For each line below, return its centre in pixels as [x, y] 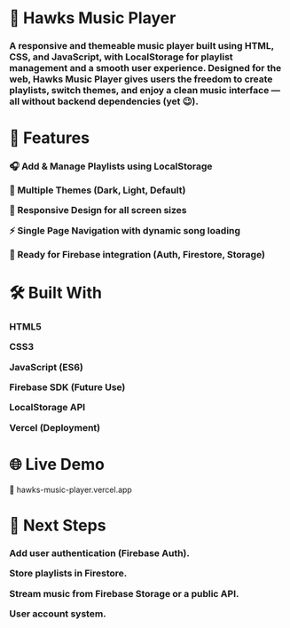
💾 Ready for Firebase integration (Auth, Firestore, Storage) [137, 254]
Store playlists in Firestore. [68, 574]
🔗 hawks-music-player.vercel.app [71, 489]
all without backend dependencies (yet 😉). [104, 101]
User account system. [58, 614]
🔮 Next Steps [58, 525]
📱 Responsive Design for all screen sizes [98, 210]
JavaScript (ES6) [47, 367]
